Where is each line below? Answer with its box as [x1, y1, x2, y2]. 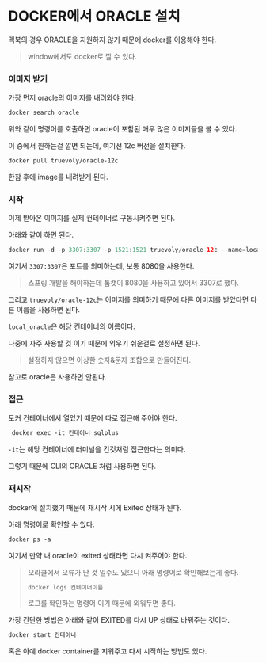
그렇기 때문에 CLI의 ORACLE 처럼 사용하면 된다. [8, 461, 157, 471]
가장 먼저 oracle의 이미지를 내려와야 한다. [8, 93, 136, 103]
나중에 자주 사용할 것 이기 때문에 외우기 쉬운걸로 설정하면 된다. [8, 338, 200, 349]
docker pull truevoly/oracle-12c [8, 157, 119, 165]
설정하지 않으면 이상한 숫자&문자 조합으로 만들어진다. [27, 356, 192, 365]
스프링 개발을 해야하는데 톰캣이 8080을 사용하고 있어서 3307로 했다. [27, 278, 240, 288]
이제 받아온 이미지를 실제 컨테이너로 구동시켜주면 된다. [8, 213, 176, 223]
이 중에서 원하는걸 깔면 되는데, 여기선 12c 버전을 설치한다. [8, 141, 186, 151]
